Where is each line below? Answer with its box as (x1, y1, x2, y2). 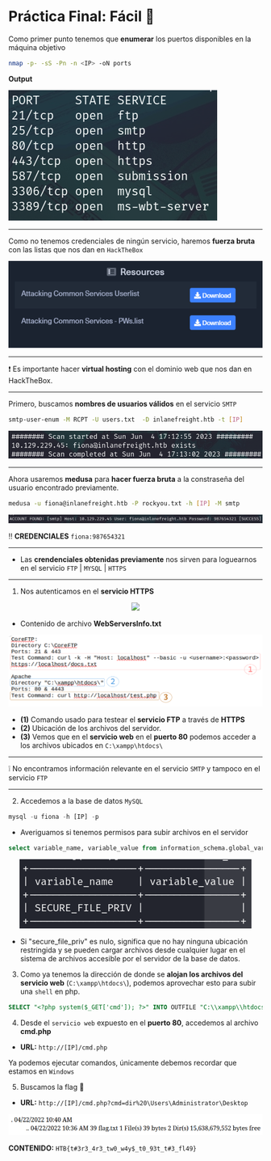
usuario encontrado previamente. (8, 483, 119, 492)
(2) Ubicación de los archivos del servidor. (19, 724, 161, 733)
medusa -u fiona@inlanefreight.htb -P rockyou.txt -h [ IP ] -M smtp (8, 500, 240, 508)
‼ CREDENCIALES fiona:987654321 (8, 531, 125, 541)
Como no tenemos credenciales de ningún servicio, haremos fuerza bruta (8, 236, 256, 246)
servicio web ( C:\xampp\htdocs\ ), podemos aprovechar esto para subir (19, 978, 256, 988)
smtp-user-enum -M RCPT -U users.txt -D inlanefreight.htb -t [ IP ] (8, 416, 244, 424)
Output (8, 74, 33, 83)
